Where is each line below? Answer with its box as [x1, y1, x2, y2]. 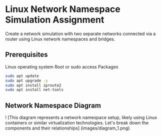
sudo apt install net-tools [5, 87, 64, 92]
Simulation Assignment [5, 14, 104, 25]
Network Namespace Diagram [5, 101, 101, 109]
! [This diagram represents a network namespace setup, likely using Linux [5, 114, 157, 120]
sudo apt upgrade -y [5, 78, 48, 83]
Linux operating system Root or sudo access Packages [5, 63, 118, 69]
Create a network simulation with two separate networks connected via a [5, 30, 156, 36]
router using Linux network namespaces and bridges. [5, 36, 115, 42]
